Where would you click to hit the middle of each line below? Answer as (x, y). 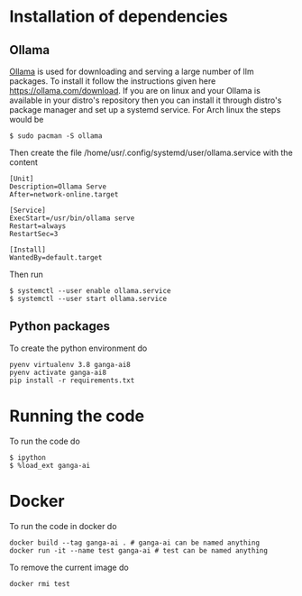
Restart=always (38, 226)
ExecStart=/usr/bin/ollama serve (72, 218)
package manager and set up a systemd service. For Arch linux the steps (145, 110)
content (24, 162)
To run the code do (45, 441)
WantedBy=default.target (56, 258)
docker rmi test (40, 583)
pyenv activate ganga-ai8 (58, 372)
